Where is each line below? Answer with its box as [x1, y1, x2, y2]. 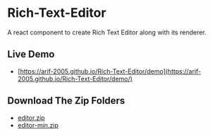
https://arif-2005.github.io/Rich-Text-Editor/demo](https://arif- [20, 67, 202, 75]
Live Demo [7, 48, 55, 60]
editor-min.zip [17, 121, 59, 129]
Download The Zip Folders [7, 95, 126, 107]
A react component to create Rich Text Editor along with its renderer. [7, 28, 207, 36]
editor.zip [17, 114, 45, 122]
